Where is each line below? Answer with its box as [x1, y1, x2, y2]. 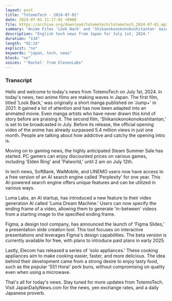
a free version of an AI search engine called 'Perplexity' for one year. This [5, 174, 161, 180]
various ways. [5, 185, 35, 191]
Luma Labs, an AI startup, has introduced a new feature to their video [5, 194, 152, 200]
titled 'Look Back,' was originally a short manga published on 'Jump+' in [5, 99, 157, 106]
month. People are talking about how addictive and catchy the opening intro [5, 132, 165, 138]
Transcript [5, 77, 32, 84]
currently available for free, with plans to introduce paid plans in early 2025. [5, 237, 165, 244]
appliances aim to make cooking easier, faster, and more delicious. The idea [5, 252, 165, 259]
